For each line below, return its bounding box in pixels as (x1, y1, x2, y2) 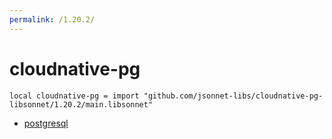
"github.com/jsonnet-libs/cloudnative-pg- (143, 91, 324, 101)
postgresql (23, 117, 69, 129)
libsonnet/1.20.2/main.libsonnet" (9, 99, 154, 110)
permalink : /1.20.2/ (9, 14, 96, 25)
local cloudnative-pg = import (9, 91, 140, 101)
